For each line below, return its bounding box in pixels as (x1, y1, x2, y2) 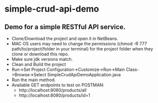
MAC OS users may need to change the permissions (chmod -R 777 (11, 41, 147, 47)
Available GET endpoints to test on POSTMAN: (11, 82, 105, 88)
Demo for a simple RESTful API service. (4, 23, 126, 31)
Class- (126, 67, 139, 72)
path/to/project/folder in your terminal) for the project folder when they (11, 46, 153, 51)
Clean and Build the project (11, 62, 66, 67)
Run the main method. (11, 77, 56, 83)
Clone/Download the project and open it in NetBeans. (11, 35, 118, 41)
